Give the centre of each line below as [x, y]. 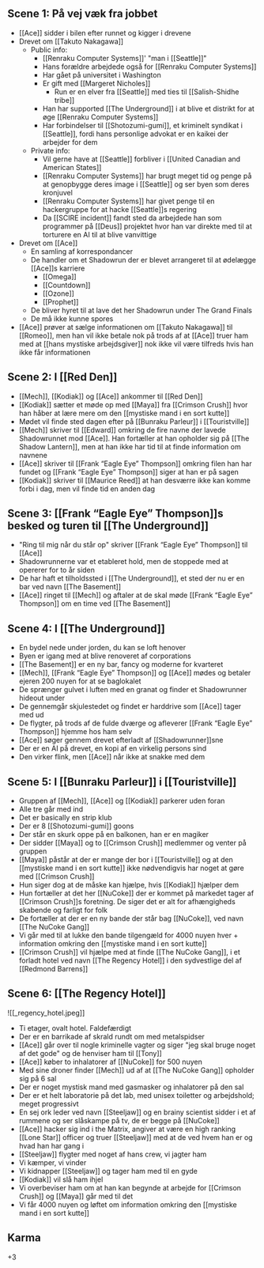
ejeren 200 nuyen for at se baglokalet [80, 681]
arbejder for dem [70, 142]
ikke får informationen [55, 352]
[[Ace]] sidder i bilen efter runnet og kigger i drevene [105, 32]
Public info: [49, 49]
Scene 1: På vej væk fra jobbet [83, 14]
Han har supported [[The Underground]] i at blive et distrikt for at [148, 108]
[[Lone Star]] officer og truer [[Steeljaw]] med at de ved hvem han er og [136, 1137]
